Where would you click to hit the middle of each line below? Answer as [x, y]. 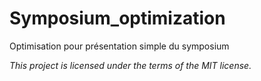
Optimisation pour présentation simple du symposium [119, 46]
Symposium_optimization [117, 18]
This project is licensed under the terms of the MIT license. [130, 65]
